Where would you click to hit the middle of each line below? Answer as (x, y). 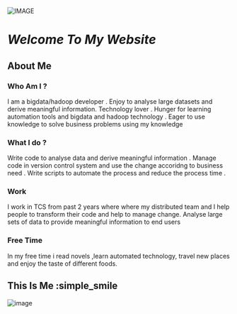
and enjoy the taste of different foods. (63, 264)
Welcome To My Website (82, 40)
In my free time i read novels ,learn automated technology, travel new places (118, 256)
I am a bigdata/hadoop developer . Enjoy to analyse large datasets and (110, 101)
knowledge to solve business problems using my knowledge (95, 124)
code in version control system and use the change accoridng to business (115, 166)
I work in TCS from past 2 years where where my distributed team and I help (118, 207)
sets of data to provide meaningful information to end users (94, 222)
